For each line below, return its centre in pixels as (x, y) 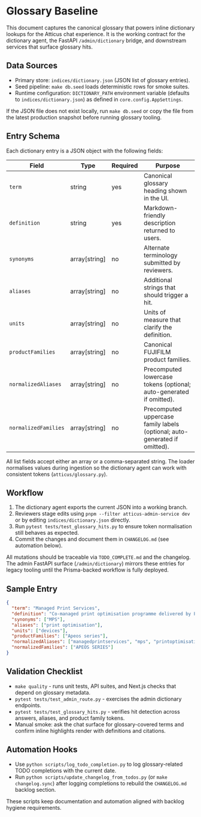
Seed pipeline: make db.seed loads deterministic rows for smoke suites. (102, 86)
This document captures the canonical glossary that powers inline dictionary (100, 28)
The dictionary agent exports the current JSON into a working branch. (101, 507)
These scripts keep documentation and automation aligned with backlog (95, 801)
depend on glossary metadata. (53, 692)
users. (152, 238)
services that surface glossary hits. (49, 47)
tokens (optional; (167, 384)
